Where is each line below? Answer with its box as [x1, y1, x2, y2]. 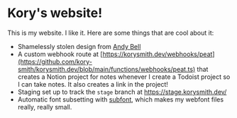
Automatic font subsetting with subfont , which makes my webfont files [17, 95, 224, 104]
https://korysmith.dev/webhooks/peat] [102, 50, 215, 58]
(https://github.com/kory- [17, 57, 92, 65]
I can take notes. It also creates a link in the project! [17, 80, 169, 88]
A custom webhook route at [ [17, 50, 103, 58]
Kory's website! [7, 5, 103, 21]
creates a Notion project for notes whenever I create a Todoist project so [17, 73, 231, 81]
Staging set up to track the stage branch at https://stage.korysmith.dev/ [17, 87, 227, 96]
